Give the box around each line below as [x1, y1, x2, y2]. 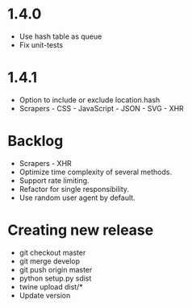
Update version [19, 290, 71, 300]
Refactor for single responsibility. [19, 184, 130, 194]
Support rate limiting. [19, 175, 90, 185]
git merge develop [19, 256, 81, 266]
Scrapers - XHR [19, 158, 72, 168]
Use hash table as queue [19, 31, 102, 41]
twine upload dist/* [19, 281, 83, 291]
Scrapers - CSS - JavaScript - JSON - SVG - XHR [19, 103, 185, 113]
